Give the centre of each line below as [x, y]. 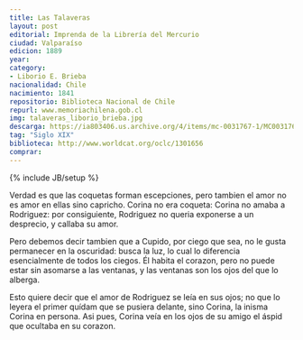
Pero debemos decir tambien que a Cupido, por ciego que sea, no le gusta [148, 241]
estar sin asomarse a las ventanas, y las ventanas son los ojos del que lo [144, 270]
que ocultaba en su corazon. [62, 326]
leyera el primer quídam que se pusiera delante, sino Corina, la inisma [139, 307]
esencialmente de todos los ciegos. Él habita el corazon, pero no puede [142, 260]
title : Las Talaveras [50, 18]
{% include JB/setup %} [54, 178]
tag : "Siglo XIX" [42, 135]
